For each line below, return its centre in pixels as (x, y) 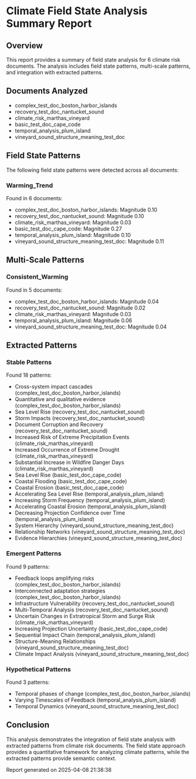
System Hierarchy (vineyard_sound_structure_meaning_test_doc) (94, 526)
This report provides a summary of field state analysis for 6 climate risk (93, 60)
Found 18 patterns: (29, 375)
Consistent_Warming (37, 277)
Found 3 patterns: (28, 682)
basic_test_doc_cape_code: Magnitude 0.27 (68, 228)
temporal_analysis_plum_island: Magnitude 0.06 (73, 320)
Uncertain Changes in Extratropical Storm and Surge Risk (85, 616)
